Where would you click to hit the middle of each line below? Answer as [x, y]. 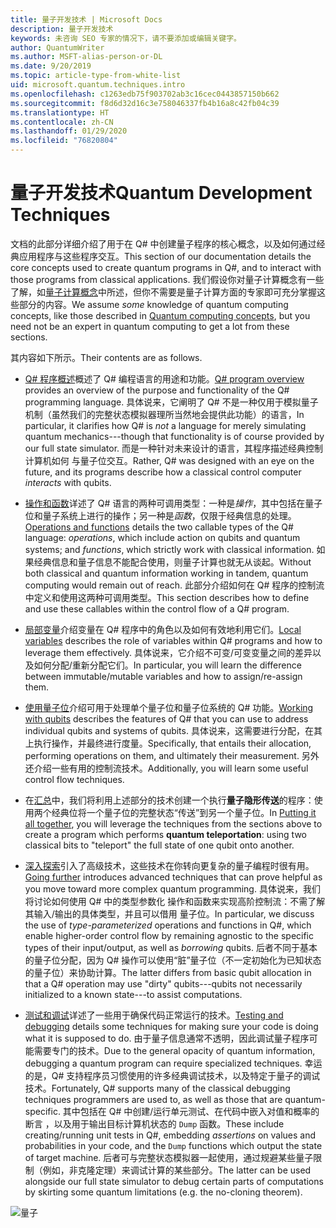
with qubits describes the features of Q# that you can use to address [166, 718]
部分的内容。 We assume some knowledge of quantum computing [153, 304]
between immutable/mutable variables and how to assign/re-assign [163, 676]
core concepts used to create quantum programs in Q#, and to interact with [166, 267]
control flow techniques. [74, 779]
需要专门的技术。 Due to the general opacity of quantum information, [174, 1050]
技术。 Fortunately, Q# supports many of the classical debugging [157, 1088]
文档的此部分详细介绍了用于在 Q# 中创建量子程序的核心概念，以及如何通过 [163, 243]
